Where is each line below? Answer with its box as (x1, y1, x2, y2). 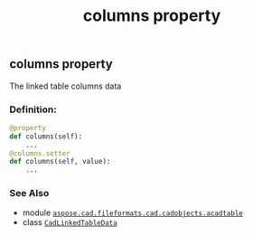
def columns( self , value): (9, 157, 111, 166)
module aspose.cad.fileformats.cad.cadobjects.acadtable (22, 207, 244, 218)
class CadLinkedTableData (22, 217, 117, 228)
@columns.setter (9, 148, 70, 158)
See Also (9, 187, 50, 200)
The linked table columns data (9, 80, 122, 91)
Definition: (9, 103, 57, 116)
